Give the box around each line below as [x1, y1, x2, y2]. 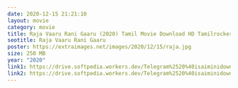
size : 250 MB [7, 50, 46, 57]
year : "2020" [7, 57, 46, 64]
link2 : [7, 70, 27, 77]
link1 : [7, 63, 27, 70]
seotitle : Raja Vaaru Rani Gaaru [7, 37, 106, 44]
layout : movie [7, 17, 50, 24]
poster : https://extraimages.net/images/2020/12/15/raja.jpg [7, 43, 192, 50]
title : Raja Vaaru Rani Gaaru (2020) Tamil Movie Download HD [7, 30, 195, 38]
